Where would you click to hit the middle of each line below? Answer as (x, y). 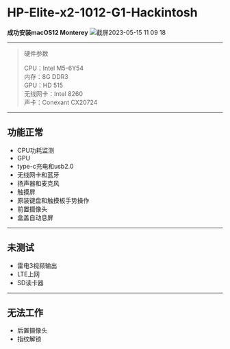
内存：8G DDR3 (46, 76)
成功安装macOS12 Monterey (48, 32)
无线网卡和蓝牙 (38, 174)
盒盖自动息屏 (35, 217)
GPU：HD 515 (43, 85)
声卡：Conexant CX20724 (61, 102)
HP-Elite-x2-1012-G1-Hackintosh (102, 13)
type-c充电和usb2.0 (45, 166)
